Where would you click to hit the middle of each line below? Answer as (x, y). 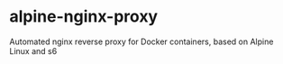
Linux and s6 (33, 50)
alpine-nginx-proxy (84, 17)
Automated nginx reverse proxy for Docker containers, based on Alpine (141, 41)
